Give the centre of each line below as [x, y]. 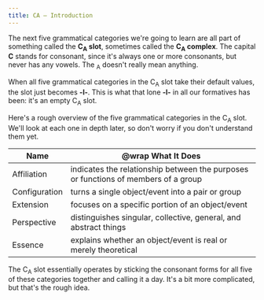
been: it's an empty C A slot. [53, 102]
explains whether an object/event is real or [149, 239]
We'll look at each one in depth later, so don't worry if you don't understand [130, 128]
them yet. [24, 136]
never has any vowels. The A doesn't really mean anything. [103, 66]
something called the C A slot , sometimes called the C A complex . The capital [132, 47]
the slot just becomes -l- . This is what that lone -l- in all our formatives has [129, 92]
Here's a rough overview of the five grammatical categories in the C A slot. [128, 119]
